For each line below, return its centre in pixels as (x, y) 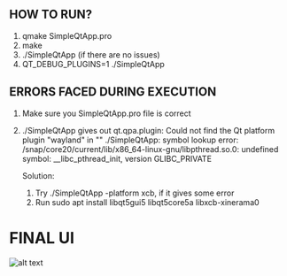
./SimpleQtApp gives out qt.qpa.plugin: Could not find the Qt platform (148, 130)
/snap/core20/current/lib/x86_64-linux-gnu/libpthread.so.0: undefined (150, 149)
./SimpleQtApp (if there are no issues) (91, 54)
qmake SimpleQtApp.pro (67, 35)
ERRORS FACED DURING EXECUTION (113, 92)
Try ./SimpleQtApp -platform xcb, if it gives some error (135, 193)
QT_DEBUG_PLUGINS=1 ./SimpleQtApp (93, 64)
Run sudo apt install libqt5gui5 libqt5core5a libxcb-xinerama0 (147, 202)
